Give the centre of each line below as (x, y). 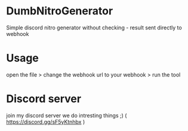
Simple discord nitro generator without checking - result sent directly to (94, 28)
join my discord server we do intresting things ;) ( (67, 115)
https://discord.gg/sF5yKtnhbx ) (46, 121)
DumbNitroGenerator (60, 11)
